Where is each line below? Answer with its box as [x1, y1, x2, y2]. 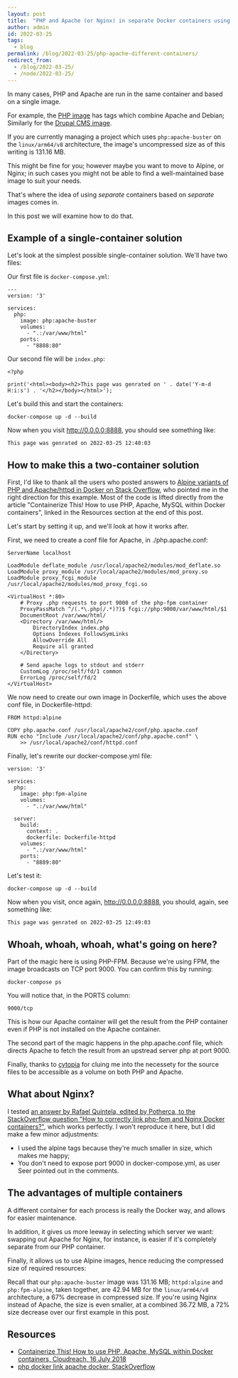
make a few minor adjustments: [7, 1129, 99, 1138]
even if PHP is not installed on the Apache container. [7, 1025, 161, 1033]
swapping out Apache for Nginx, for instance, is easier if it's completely [7, 1235, 217, 1243]
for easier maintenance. [7, 1213, 77, 1222]
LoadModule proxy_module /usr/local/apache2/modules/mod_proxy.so [7, 568, 208, 575]
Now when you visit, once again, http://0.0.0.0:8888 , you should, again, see [7, 898, 229, 907]
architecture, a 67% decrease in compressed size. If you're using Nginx [7, 1293, 217, 1301]
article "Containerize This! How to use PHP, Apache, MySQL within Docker [7, 501, 226, 509]
